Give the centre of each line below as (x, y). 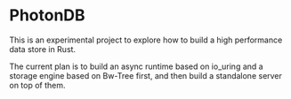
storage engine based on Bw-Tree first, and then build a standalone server (146, 75)
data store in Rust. (43, 49)
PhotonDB (48, 15)
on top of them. (37, 85)
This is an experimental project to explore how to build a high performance (146, 40)
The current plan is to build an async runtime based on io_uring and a (137, 66)
